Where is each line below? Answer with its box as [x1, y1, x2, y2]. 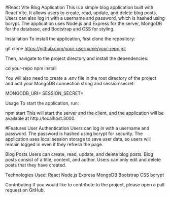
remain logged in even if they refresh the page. [5, 142, 104, 147]
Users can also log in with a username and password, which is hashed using [5, 15, 165, 21]
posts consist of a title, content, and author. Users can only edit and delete [5, 157, 161, 162]
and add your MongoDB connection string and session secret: [5, 81, 135, 86]
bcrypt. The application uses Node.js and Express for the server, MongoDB [5, 20, 162, 26]
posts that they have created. [5, 162, 66, 168]
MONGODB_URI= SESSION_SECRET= [5, 90, 84, 96]
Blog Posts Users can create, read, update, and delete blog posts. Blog [5, 151, 154, 157]
